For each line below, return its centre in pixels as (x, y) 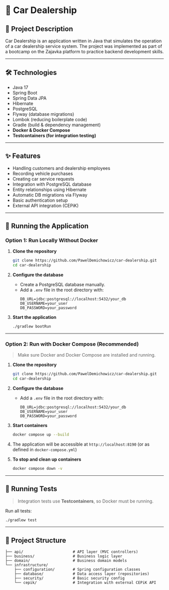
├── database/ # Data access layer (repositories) (82, 574)
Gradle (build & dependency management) (57, 125)
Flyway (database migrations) (43, 114)
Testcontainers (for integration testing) (54, 135)
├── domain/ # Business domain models (66, 561)
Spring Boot (25, 93)
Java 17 (20, 87)
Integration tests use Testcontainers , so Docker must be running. (86, 501)
